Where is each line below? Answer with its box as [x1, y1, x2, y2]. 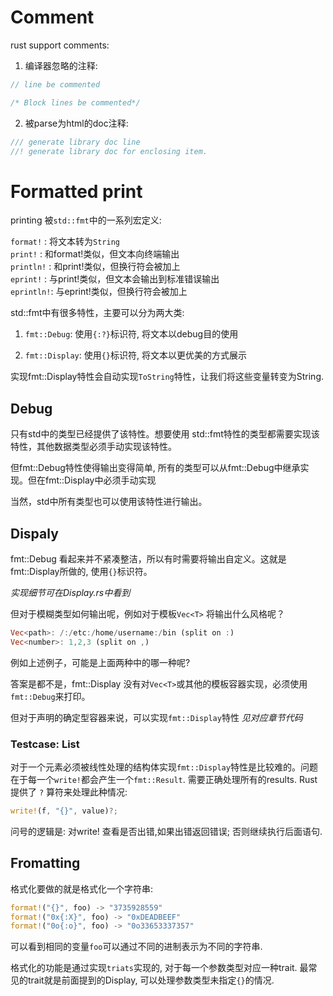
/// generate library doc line [10, 137, 141, 147]
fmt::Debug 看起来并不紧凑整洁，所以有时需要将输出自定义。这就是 [10, 553, 287, 565]
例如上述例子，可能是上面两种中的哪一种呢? [10, 656, 191, 668]
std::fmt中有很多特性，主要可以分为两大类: [10, 307, 185, 319]
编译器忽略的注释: [24, 59, 98, 71]
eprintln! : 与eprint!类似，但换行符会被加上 [10, 286, 188, 298]
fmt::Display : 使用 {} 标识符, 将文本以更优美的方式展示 [24, 349, 247, 361]
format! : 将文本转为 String [10, 236, 120, 248]
